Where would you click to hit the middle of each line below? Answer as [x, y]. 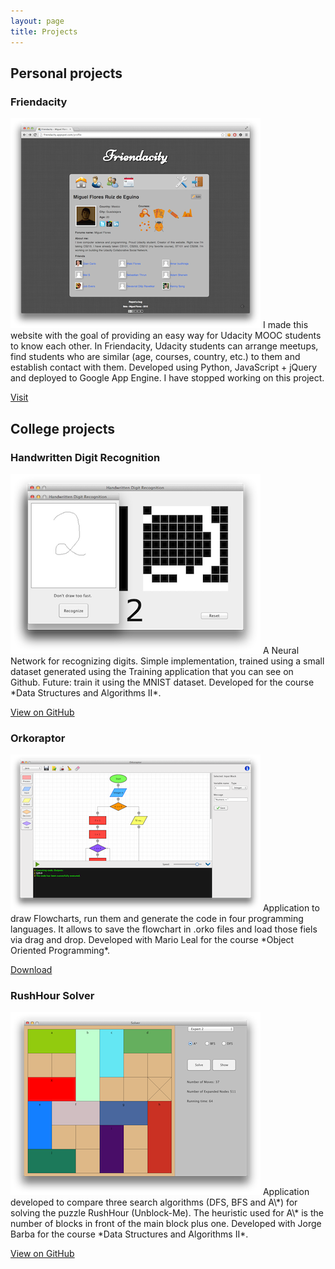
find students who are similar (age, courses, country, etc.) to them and [155, 357]
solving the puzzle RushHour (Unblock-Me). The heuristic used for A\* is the [167, 1213]
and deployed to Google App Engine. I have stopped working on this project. [167, 378]
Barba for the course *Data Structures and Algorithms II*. [129, 1234]
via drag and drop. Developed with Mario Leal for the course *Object [152, 940]
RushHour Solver [52, 996]
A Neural [281, 650]
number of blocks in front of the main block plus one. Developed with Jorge [166, 1224]
